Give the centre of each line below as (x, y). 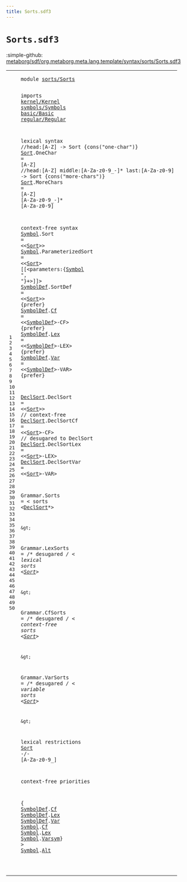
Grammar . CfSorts (43, 613)
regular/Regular (43, 119)
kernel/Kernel (40, 102)
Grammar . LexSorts (45, 548)
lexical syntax (42, 141)
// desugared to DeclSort (57, 438)
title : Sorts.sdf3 (29, 11)
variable (33, 689)
